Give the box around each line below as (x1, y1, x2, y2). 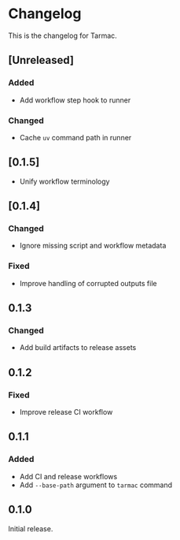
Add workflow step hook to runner (19, 95, 131, 105)
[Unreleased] (8, 54, 75, 67)
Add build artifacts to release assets (19, 343, 137, 352)
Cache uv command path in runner (19, 132, 132, 142)
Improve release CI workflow (19, 408, 113, 417)
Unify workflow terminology (19, 177, 110, 186)
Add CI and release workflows (19, 471, 118, 481)
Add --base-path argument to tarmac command (19, 480, 173, 490)
